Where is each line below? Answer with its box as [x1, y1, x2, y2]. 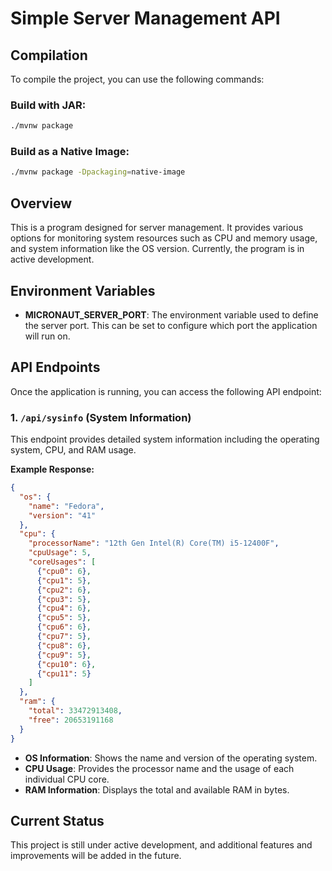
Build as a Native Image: [10, 145, 130, 159]
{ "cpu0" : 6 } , [36, 566, 92, 576]
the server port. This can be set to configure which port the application [24, 319, 318, 331]
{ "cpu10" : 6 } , [36, 659, 97, 669]
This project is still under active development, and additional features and [10, 839, 313, 851]
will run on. [24, 330, 71, 342]
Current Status [10, 812, 105, 829]
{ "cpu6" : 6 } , [36, 622, 92, 632]
